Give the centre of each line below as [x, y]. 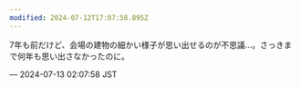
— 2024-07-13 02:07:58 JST [63, 74]
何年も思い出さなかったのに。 [73, 56]
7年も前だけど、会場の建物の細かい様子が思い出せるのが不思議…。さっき [147, 44]
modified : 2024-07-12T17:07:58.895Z [79, 18]
